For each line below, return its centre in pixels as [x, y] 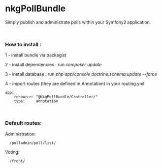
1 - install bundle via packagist [36, 55]
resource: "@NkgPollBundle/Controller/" [56, 97]
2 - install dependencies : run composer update [53, 65]
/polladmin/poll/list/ [33, 143]
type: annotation [36, 101]
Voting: [12, 152]
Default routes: [23, 123]
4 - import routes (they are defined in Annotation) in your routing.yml [75, 84]
